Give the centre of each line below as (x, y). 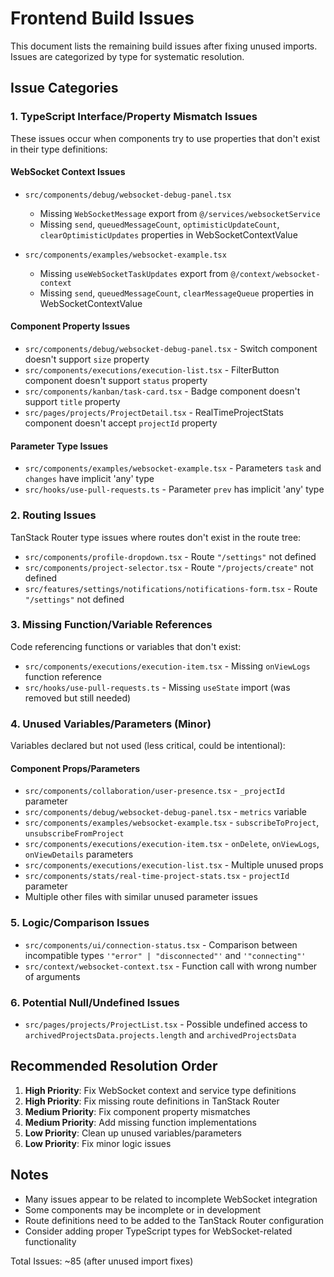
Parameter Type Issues (59, 446)
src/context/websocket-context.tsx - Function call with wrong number (171, 966)
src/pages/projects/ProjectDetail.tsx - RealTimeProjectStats (154, 413)
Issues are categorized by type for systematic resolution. (127, 56)
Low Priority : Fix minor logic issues (98, 1143)
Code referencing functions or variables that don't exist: (126, 646)
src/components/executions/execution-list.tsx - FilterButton (152, 370)
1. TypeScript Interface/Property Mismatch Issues (134, 117)
